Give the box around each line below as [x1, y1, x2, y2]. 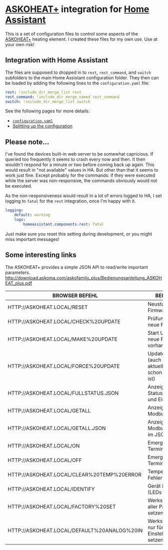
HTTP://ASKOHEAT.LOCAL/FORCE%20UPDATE [7, 362, 120, 369]
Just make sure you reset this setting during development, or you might [5, 231, 152, 237]
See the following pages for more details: [5, 108, 90, 114]
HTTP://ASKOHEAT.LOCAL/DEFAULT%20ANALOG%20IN [7, 527, 143, 534]
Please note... [5, 137, 49, 146]
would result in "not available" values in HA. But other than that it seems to [5, 167, 158, 173]
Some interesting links [5, 251, 76, 259]
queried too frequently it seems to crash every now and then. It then [5, 157, 146, 163]
